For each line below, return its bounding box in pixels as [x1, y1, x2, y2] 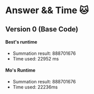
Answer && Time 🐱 [5, 5, 89, 16]
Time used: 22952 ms [12, 55, 59, 61]
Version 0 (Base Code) [5, 25, 79, 34]
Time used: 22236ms [12, 84, 58, 90]
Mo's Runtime [5, 67, 36, 73]
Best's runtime [5, 39, 37, 45]
